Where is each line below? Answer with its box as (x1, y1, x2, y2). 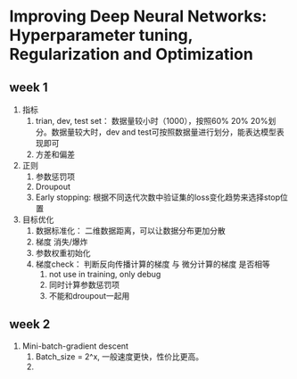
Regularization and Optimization (9, 45, 254, 64)
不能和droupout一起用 (48, 291, 130, 301)
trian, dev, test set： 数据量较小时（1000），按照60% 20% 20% (35, 116, 268, 126)
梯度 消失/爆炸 (35, 236, 88, 247)
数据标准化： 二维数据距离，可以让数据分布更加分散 (35, 226, 226, 235)
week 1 (9, 79, 48, 95)
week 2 (9, 317, 51, 332)
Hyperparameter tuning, (9, 25, 194, 45)
